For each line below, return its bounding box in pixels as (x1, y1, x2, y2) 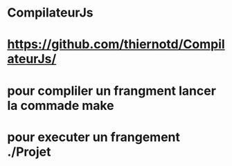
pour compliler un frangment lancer (7, 83, 217, 98)
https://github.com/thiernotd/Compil (7, 37, 225, 53)
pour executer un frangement (7, 129, 180, 145)
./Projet (7, 144, 51, 160)
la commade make (7, 98, 114, 113)
